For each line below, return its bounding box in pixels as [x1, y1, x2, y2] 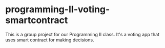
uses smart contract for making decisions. [5, 37, 94, 43]
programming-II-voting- [5, 4, 110, 15]
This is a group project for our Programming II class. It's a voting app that [5, 31, 160, 37]
